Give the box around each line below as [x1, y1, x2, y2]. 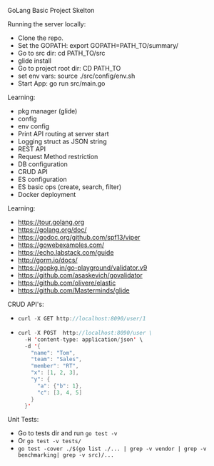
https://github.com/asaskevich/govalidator [17, 271, 143, 279]
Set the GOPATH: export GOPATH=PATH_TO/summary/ [17, 41, 178, 49]
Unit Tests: [7, 415, 39, 424]
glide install [17, 56, 52, 65]
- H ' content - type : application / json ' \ [24, 335, 143, 343]
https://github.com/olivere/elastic [17, 278, 116, 287]
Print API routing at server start [17, 130, 109, 138]
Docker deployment [17, 191, 76, 198]
